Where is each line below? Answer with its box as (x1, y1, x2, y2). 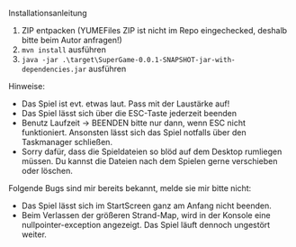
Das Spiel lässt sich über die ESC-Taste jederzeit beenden (21, 108, 238, 118)
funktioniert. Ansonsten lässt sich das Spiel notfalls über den (21, 127, 247, 138)
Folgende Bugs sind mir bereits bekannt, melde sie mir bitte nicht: (8, 183, 252, 193)
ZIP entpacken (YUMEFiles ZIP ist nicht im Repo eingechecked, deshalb (21, 25, 288, 35)
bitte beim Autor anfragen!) (21, 35, 122, 45)
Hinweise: (8, 81, 46, 91)
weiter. (21, 229, 47, 240)
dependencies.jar (21, 65, 87, 74)
